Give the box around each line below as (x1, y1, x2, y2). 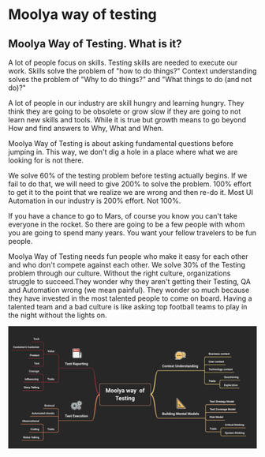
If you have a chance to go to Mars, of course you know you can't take (8, 212, 238, 220)
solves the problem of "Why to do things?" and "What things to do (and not (8, 75, 252, 84)
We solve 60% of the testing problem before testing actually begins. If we (8, 171, 248, 180)
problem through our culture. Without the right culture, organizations (8, 268, 231, 278)
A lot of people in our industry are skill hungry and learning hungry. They (8, 99, 244, 107)
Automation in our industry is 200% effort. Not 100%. (8, 196, 181, 205)
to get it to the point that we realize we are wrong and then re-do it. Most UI (8, 188, 254, 197)
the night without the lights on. (8, 310, 107, 320)
